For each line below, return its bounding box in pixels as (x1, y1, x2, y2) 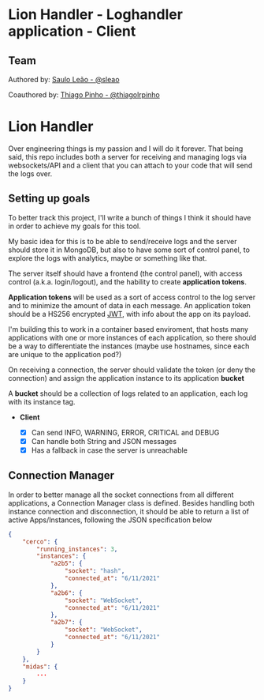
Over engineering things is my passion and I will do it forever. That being (8, 144, 244, 153)
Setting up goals (8, 192, 91, 205)
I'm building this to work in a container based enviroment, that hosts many (8, 324, 249, 333)
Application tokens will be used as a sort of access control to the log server (8, 292, 256, 302)
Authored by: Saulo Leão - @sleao (8, 75, 120, 84)
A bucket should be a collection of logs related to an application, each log (8, 389, 248, 398)
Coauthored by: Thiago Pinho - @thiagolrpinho (8, 90, 160, 100)
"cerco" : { (22, 537, 58, 546)
